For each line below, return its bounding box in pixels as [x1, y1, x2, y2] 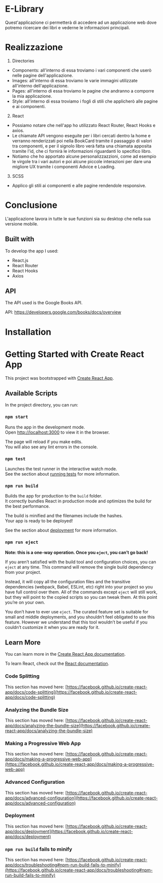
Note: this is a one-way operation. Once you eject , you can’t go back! [5, 549, 148, 555]
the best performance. [5, 503, 50, 509]
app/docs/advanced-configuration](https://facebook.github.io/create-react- [5, 795, 158, 801]
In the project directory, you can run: [5, 402, 78, 408]
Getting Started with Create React [5, 349, 145, 360]
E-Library [5, 3, 44, 15]
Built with [5, 235, 35, 243]
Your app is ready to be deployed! [5, 518, 73, 524]
